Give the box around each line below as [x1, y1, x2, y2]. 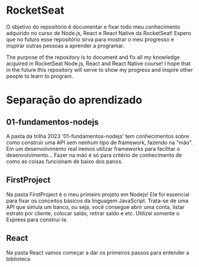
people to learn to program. [6, 72, 74, 80]
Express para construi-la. [6, 216, 68, 223]
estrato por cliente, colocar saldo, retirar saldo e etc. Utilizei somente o [6, 209, 180, 217]
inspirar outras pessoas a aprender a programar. [6, 42, 125, 49]
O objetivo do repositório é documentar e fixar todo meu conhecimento [6, 23, 181, 30]
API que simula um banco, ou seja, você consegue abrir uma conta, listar [6, 203, 185, 211]
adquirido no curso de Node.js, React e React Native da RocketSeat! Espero [6, 29, 191, 36]
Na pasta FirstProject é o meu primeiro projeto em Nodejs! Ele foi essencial [6, 190, 190, 198]
